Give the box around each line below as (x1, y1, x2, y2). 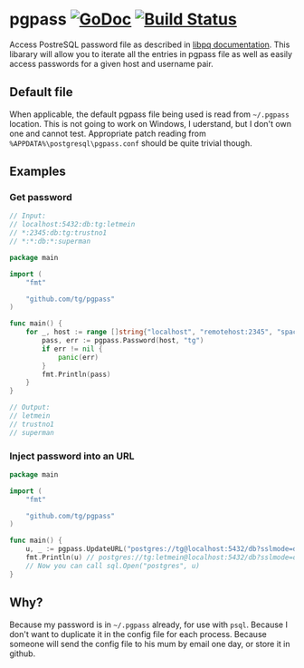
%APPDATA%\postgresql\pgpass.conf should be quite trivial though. (9, 137, 252, 149)
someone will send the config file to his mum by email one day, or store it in (9, 638, 291, 649)
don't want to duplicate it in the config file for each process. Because (9, 628, 267, 639)
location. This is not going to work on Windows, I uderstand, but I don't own (9, 118, 292, 129)
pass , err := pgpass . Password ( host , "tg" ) (42, 336, 204, 345)
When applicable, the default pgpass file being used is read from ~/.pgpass (9, 109, 290, 120)
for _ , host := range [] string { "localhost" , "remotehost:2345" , (25, 327, 273, 337)
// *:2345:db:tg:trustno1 (9, 228, 107, 237)
